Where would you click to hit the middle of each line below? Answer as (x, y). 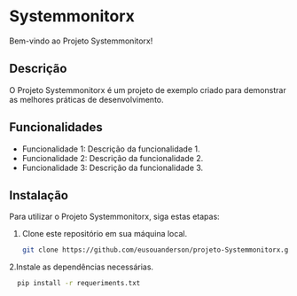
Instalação (39, 195)
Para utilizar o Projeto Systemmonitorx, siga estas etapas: (114, 217)
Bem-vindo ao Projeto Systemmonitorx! (81, 41)
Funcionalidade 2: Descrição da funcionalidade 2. (113, 158)
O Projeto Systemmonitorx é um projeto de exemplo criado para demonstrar (148, 90)
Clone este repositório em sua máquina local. (105, 234)
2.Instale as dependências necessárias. (81, 267)
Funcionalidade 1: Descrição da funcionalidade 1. (111, 149)
